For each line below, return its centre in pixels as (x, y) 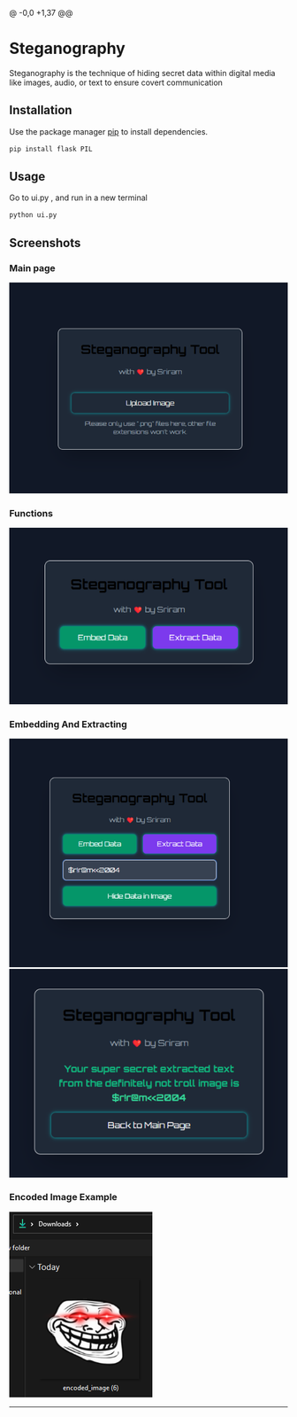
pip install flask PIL (51, 149)
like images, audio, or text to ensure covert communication (116, 82)
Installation (41, 110)
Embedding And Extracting (69, 724)
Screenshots (45, 243)
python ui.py (33, 215)
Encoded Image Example (63, 1197)
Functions (31, 513)
